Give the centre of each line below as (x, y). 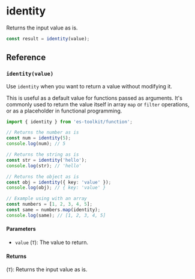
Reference (26, 57)
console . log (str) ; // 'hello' (44, 166)
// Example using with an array (46, 199)
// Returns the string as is (43, 155)
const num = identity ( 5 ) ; (38, 138)
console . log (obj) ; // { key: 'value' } (56, 188)
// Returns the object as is (43, 176)
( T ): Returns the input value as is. (47, 269)
